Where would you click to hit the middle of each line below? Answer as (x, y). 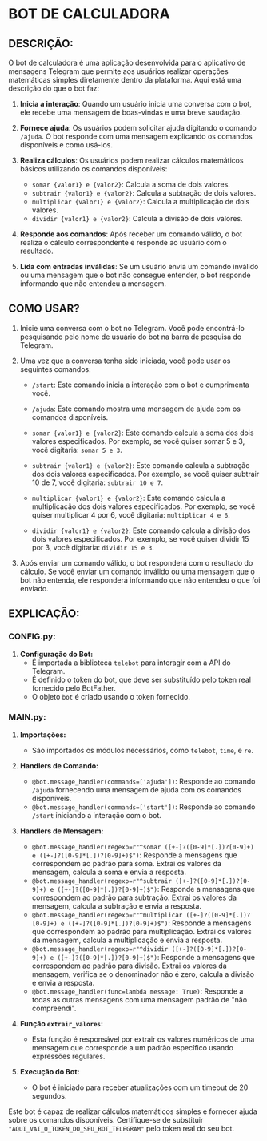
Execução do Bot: (50, 1071)
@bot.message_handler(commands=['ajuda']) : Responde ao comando (143, 781)
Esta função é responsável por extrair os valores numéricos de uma (143, 1039)
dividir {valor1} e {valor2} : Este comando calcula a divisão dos (141, 530)
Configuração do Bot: (56, 654)
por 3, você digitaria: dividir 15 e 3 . (93, 547)
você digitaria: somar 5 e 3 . (77, 450)
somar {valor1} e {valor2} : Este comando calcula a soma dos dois (143, 433)
